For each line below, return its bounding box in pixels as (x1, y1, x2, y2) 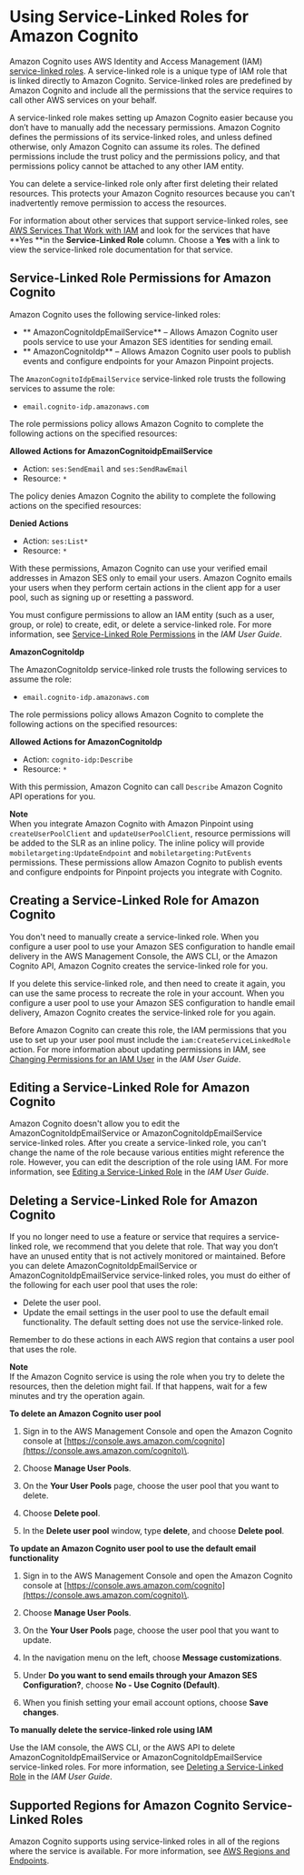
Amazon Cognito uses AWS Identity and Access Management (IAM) (9, 56, 263, 66)
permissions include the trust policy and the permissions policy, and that (9, 150, 280, 161)
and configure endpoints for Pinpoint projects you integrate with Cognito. (9, 867, 283, 877)
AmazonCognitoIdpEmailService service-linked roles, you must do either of (9, 1270, 291, 1281)
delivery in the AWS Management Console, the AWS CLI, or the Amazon (9, 950, 279, 961)
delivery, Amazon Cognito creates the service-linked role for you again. (9, 1007, 277, 1018)
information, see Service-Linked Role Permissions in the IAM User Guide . (9, 628, 283, 639)
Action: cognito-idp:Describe (22, 754, 133, 765)
